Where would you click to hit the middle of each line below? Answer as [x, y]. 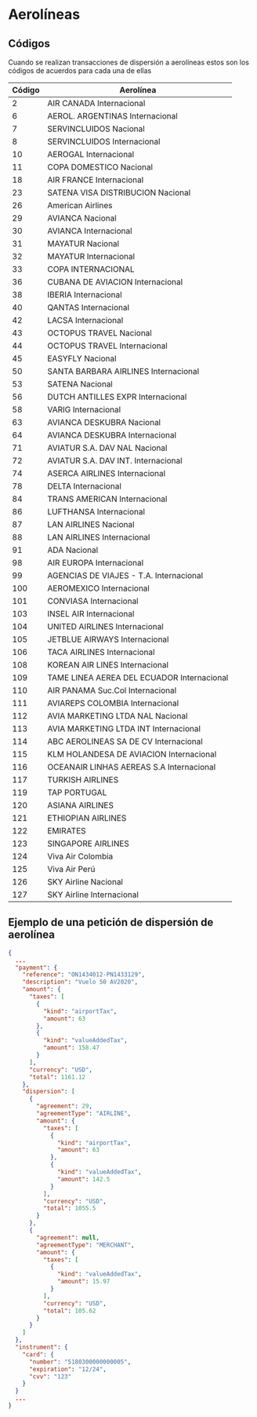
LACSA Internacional [85, 320]
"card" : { [38, 1354]
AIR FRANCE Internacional [96, 180]
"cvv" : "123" [50, 1376]
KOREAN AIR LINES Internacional [108, 665]
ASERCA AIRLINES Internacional [107, 473]
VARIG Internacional [84, 410]
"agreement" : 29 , [64, 1106]
